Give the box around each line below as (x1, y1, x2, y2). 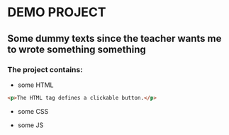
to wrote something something (7, 43, 147, 55)
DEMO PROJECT (7, 4, 106, 20)
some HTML (17, 81, 54, 89)
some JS (17, 121, 44, 129)
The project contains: (7, 64, 83, 74)
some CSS (17, 107, 49, 115)
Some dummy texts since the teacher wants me (7, 33, 222, 45)
